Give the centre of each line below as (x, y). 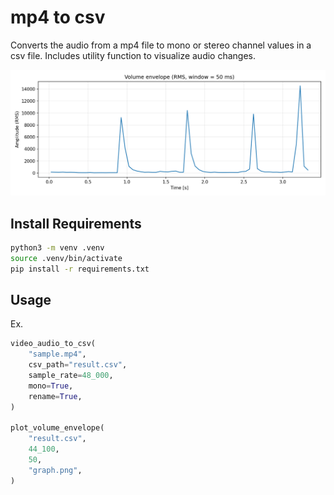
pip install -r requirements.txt (80, 269)
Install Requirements (76, 223)
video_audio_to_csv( (53, 344)
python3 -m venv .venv (57, 248)
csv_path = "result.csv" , (78, 365)
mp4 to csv (58, 17)
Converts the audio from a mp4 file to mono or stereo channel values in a (161, 45)
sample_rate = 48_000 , (71, 376)
